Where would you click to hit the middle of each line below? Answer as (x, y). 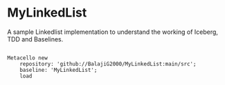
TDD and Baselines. (35, 39)
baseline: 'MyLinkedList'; (58, 70)
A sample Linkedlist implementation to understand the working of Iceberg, (112, 32)
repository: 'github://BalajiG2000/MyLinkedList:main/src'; (108, 64)
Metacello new (28, 58)
